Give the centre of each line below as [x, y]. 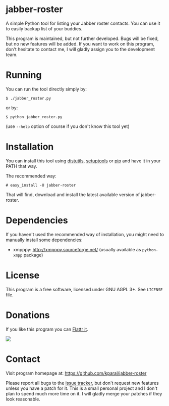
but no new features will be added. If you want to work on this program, [80, 43]
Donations [28, 315]
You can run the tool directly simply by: [46, 89]
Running [24, 75]
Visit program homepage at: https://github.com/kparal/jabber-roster [76, 373]
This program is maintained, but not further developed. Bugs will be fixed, [82, 38]
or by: [12, 108]
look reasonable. [23, 399]
